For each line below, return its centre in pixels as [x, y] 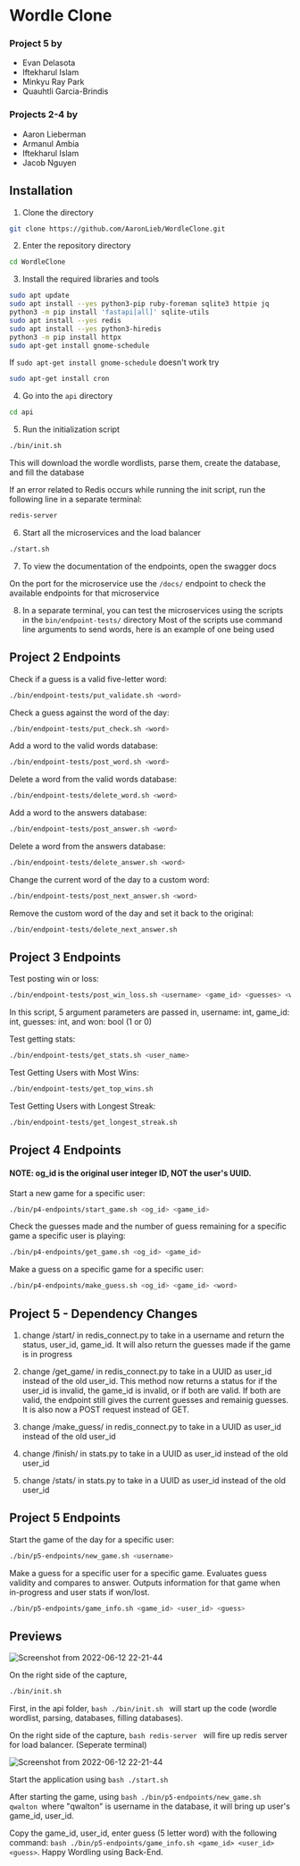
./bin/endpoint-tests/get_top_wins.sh [81, 1089]
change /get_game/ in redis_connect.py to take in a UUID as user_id [147, 1372]
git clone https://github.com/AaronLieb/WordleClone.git [117, 229]
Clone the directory [58, 212]
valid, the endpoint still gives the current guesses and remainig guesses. [155, 1400]
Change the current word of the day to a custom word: [109, 879]
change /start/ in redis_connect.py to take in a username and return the [153, 1335]
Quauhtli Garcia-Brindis [65, 91]
